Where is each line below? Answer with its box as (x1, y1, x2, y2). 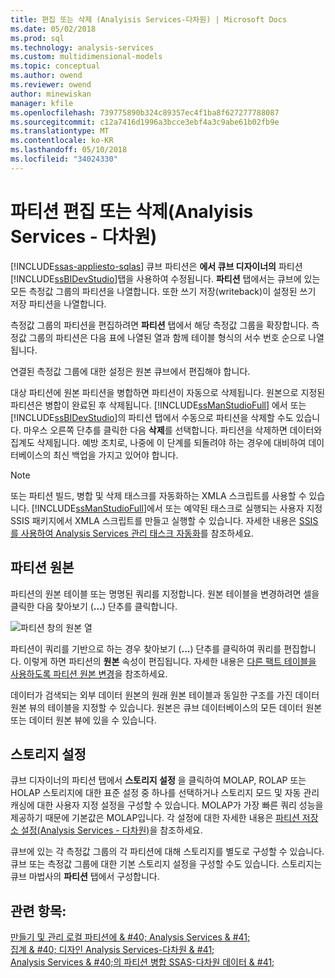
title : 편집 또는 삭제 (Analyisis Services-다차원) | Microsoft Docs (10, 14, 288, 25)
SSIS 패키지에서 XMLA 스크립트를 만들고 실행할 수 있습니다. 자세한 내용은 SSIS (10, 514, 319, 526)
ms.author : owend (10, 71, 83, 81)
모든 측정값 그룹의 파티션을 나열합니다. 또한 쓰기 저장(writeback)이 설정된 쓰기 (10, 285, 317, 297)
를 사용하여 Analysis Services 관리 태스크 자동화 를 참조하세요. (10, 527, 255, 539)
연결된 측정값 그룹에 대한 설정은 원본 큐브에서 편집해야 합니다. (10, 365, 251, 377)
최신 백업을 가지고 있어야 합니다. (53, 449, 179, 461)
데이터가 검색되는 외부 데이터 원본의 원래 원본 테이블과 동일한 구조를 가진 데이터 (10, 689, 320, 701)
